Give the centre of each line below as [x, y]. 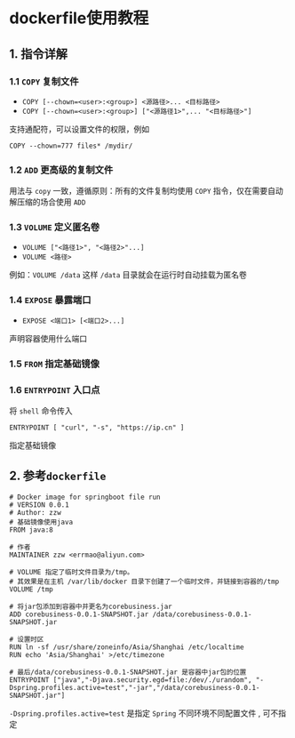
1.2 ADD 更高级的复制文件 [61, 170]
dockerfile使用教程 [79, 18]
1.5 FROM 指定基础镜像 [54, 364]
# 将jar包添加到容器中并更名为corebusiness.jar [91, 606]
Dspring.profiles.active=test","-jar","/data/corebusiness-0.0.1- [135, 687]
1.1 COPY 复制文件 [44, 81]
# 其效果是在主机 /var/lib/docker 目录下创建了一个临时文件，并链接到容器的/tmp [144, 582]
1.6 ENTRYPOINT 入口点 [55, 389]
